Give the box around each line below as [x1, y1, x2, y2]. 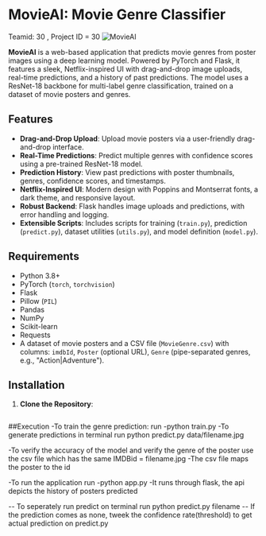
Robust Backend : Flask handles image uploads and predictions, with [19, 201, 245, 211]
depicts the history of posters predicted [8, 487, 138, 496]
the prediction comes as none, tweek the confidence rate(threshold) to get [8, 511, 253, 520]
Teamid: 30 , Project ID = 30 [8, 32, 101, 41]
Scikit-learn [19, 321, 58, 331]
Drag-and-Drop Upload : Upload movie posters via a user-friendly [19, 134, 236, 143]
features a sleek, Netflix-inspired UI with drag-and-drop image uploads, [8, 64, 243, 73]
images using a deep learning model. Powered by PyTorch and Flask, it [8, 56, 241, 65]
